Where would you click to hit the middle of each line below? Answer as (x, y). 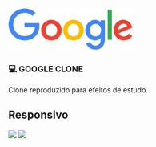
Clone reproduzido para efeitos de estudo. (78, 90)
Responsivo (38, 115)
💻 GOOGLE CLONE (46, 69)
